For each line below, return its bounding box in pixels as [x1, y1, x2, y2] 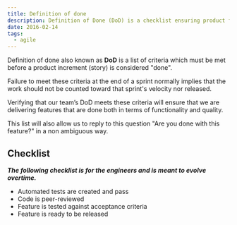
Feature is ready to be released [17, 209, 109, 218]
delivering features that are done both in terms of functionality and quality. [7, 106, 224, 114]
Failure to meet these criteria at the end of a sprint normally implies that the [7, 77, 226, 85]
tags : [7, 30, 23, 37]
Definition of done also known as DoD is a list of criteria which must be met [7, 56, 226, 64]
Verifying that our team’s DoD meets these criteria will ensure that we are [7, 98, 220, 107]
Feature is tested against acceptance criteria [17, 202, 147, 210]
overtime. [7, 174, 37, 182]
